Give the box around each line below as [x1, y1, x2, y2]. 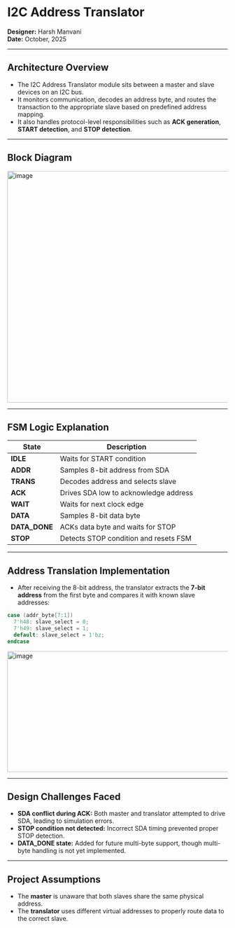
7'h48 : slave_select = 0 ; [13, 618, 90, 625]
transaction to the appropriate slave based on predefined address [17, 102, 207, 111]
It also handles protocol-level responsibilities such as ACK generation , [17, 117, 222, 126]
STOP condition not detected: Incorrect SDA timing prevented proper [17, 824, 219, 833]
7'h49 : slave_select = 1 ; [13, 625, 90, 632]
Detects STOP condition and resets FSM [59, 534, 192, 543]
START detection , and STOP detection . [17, 125, 132, 133]
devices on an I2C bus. [17, 88, 84, 96]
